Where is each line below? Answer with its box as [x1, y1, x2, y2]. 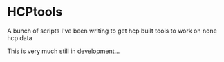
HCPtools [7, 4, 63, 20]
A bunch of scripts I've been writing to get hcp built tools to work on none [7, 27, 218, 35]
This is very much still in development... [7, 47, 120, 55]
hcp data [7, 33, 32, 42]
